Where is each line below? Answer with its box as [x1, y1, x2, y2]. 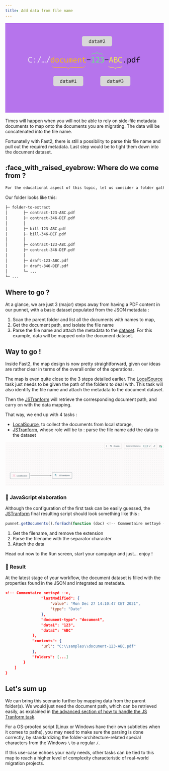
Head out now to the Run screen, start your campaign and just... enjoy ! [5, 551, 153, 557]
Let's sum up [5, 684, 47, 693]
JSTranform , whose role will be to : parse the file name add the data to [12, 427, 159, 433]
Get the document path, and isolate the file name [12, 322, 114, 328]
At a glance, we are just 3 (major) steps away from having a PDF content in [5, 301, 160, 307]
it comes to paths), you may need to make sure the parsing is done [5, 729, 144, 735]
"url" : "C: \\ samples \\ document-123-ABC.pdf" [41, 644, 136, 649]
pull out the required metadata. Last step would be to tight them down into [5, 143, 159, 149]
